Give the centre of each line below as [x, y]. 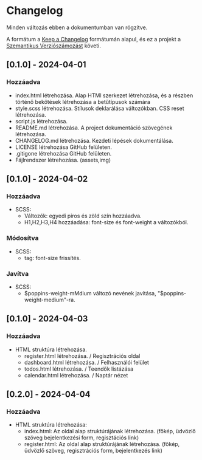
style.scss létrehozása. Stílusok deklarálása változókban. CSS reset [99, 108]
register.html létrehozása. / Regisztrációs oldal [82, 355]
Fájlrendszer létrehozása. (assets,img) [63, 160]
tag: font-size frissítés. [52, 258]
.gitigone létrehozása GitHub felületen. [63, 153]
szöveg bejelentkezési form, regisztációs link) [81, 438]
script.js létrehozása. [41, 121]
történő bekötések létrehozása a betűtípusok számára [83, 101]
